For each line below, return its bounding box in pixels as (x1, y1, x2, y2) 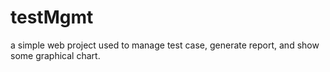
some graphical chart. (10, 49, 101, 61)
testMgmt (10, 6, 94, 29)
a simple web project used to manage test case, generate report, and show (10, 39, 320, 51)
